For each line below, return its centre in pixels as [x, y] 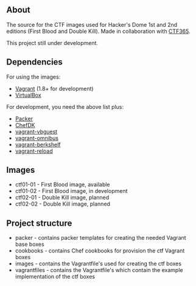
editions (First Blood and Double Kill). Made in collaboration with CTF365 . [98, 31]
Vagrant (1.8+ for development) [54, 88]
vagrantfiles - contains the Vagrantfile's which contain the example [99, 270]
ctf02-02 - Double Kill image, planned [63, 204]
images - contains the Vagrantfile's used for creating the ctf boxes [98, 263]
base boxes [30, 244]
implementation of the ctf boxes [55, 277]
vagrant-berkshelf [38, 144]
